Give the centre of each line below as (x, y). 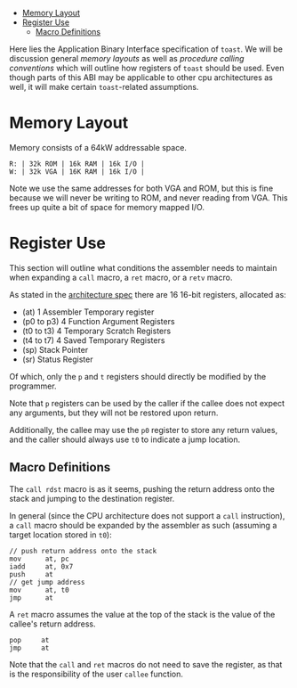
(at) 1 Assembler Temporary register (88, 312)
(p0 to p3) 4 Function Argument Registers (98, 321)
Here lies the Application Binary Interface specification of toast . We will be (146, 49)
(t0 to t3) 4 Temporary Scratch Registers (96, 331)
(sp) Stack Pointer (55, 349)
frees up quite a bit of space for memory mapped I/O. (107, 207)
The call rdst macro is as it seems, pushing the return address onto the (142, 488)
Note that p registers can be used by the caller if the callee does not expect (147, 403)
